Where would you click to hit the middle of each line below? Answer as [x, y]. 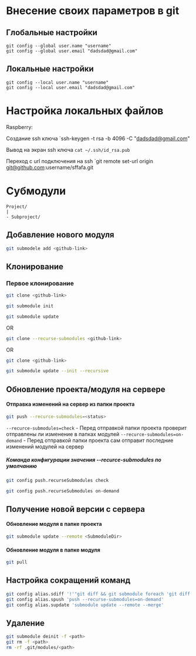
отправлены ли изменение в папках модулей [63, 434]
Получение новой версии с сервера [76, 509]
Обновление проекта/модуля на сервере [86, 389]
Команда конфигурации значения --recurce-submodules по [84, 460]
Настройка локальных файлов [85, 111]
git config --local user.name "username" [58, 82]
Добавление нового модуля [60, 235]
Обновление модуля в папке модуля [53, 550]
